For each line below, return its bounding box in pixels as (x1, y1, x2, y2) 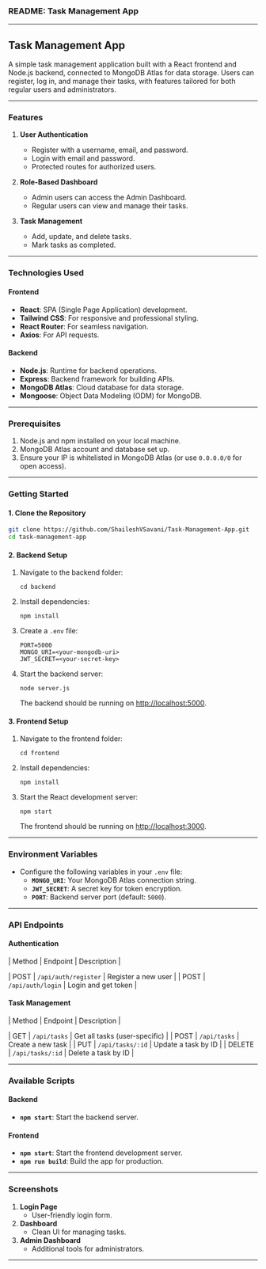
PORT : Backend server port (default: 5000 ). (31, 892, 167, 902)
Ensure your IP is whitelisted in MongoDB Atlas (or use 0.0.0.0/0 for (19, 453, 242, 462)
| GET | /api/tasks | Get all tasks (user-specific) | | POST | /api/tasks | (8, 1031, 240, 1040)
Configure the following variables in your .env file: (19, 867, 183, 876)
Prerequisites (8, 418, 61, 429)
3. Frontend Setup (8, 716, 69, 726)
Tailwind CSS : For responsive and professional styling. (19, 313, 199, 322)
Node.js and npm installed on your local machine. (19, 436, 181, 446)
